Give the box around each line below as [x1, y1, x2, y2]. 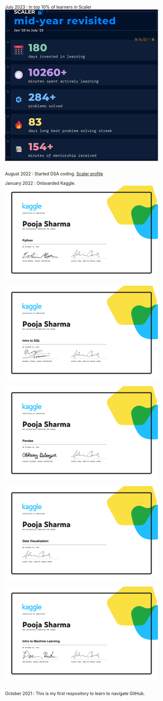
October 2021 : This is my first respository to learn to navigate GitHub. [5, 691, 145, 697]
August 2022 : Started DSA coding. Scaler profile [5, 171, 103, 177]
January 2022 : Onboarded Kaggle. [5, 180, 76, 186]
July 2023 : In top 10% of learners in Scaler [5, 4, 92, 10]
